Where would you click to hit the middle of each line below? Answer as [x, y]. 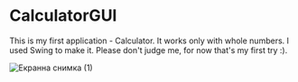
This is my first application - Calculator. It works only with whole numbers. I [149, 41]
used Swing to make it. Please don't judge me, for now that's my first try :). [149, 50]
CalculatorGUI [63, 16]
